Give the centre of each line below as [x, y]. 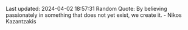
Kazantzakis [21, 21]
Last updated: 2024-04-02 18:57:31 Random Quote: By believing [87, 9]
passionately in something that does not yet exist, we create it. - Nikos [94, 15]
